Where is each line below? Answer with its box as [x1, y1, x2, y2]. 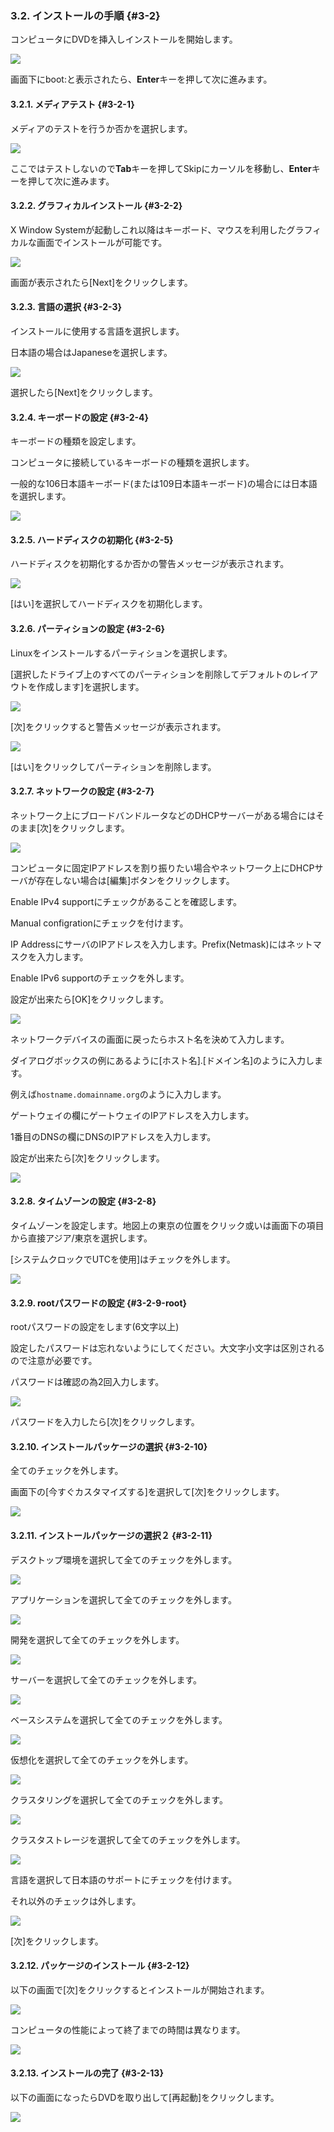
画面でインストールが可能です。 [36, 236, 168, 248]
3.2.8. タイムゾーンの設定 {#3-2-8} [10, 1195, 157, 1207]
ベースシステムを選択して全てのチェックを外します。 [10, 1713, 228, 1726]
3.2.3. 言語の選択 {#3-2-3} [10, 301, 123, 313]
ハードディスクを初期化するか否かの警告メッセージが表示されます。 [10, 558, 290, 570]
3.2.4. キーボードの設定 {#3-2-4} [10, 411, 150, 423]
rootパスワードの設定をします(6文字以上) [10, 1321, 180, 1333]
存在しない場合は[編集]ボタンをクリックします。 [36, 874, 235, 886]
